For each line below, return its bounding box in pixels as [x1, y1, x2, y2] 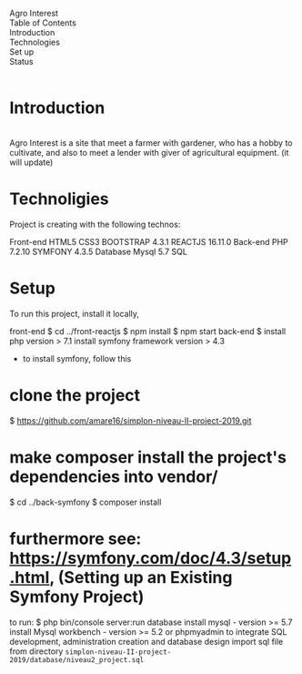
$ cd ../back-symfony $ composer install [9, 496, 162, 507]
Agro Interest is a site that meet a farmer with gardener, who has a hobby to [9, 137, 293, 148]
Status [9, 56, 34, 66]
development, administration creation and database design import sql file [9, 636, 284, 647]
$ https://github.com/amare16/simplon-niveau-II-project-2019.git [9, 414, 252, 426]
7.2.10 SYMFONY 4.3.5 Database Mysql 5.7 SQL [9, 246, 188, 257]
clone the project [9, 385, 141, 405]
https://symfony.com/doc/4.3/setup [9, 547, 292, 568]
